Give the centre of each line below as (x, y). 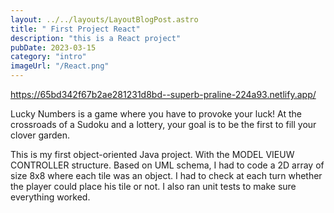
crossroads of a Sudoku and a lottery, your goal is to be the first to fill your (163, 124)
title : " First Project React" (75, 29)
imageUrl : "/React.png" (60, 66)
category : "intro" (48, 57)
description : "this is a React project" (96, 38)
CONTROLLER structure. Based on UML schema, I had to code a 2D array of (167, 165)
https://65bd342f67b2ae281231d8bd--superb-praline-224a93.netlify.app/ (163, 94)
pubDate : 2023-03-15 (53, 47)
